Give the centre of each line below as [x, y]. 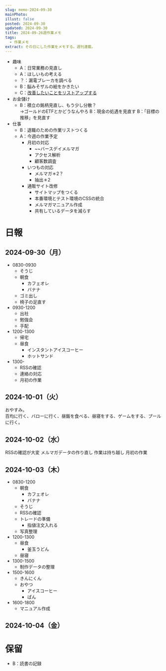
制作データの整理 [37, 567]
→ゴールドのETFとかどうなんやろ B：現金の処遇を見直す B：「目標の [89, 111]
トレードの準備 [35, 519]
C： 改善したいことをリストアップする [58, 93]
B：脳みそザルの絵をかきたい [49, 86]
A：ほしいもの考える [41, 74]
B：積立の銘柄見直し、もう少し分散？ [58, 105]
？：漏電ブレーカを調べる [46, 80]
